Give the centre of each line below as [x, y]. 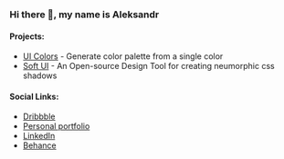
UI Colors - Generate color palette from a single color [123, 56]
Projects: [27, 36]
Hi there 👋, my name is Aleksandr [84, 15]
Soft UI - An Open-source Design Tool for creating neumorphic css [149, 66]
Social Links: [34, 96]
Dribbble [39, 116]
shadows [40, 75]
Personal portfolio [56, 126]
